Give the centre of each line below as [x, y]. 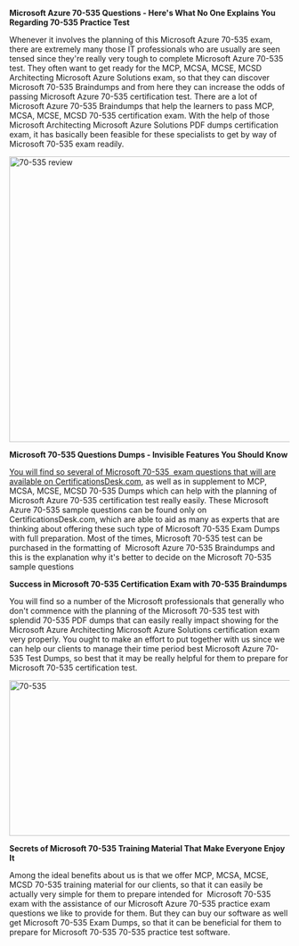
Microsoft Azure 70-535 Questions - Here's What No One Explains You [142, 13]
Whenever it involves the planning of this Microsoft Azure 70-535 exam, [141, 40]
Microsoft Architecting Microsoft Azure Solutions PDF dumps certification [144, 125]
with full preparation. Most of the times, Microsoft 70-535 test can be [136, 538]
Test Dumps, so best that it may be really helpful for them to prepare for [157, 658]
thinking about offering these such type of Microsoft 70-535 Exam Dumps [145, 529]
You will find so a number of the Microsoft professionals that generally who [147, 601]
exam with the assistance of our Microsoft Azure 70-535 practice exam [140, 904]
